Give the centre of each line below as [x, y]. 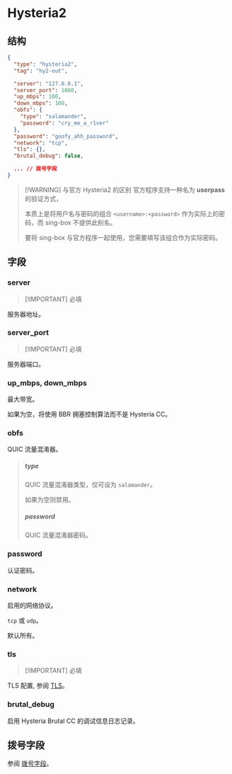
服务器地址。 [26, 314]
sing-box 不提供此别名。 [81, 222]
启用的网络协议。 [32, 605]
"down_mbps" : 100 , [41, 103]
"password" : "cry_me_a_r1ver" [65, 123]
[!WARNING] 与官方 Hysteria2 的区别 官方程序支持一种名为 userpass [124, 190]
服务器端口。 [26, 364]
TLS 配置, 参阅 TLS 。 [38, 685]
